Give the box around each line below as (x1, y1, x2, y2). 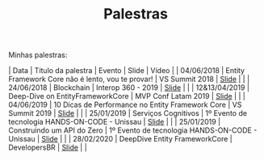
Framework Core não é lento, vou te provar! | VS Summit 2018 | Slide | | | (8, 74, 250, 84)
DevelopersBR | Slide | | (8, 142, 87, 153)
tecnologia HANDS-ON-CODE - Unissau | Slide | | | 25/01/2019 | (8, 117, 220, 127)
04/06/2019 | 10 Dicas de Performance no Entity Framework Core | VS (8, 100, 242, 109)
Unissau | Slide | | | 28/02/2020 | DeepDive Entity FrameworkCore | (8, 134, 233, 144)
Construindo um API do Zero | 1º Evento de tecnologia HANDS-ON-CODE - (8, 125, 258, 135)
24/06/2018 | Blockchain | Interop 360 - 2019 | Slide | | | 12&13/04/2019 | (8, 83, 250, 92)
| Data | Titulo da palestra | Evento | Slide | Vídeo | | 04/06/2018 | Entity (8, 66, 245, 76)
